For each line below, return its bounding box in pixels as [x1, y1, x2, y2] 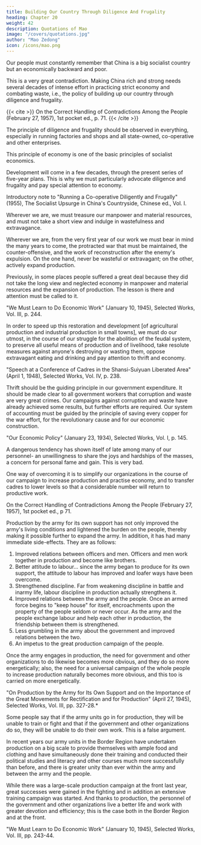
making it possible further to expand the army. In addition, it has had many [6, 532, 191, 539]
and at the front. [6, 814, 46, 821]
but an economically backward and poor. [6, 65, 108, 72]
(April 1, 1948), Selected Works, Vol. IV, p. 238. [6, 372, 122, 379]
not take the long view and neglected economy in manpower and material [6, 279, 188, 286]
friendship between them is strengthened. [14, 621, 119, 628]
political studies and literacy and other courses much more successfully [6, 757, 185, 764]
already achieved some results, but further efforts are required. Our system [6, 403, 193, 410]
